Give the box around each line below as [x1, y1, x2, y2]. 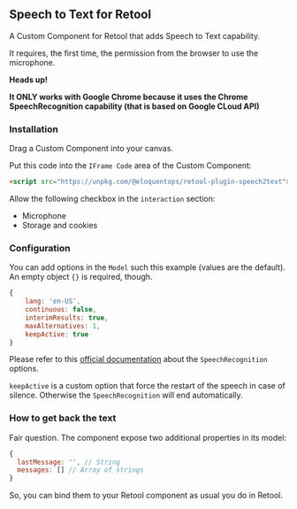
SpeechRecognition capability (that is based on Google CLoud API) [9, 101, 260, 112]
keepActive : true [25, 329, 89, 339]
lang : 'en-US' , [25, 297, 81, 306]
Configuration [9, 242, 71, 254]
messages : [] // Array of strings [17, 466, 144, 474]
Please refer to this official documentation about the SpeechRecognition [9, 354, 268, 365]
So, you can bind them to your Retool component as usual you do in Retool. [9, 490, 284, 501]
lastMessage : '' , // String [17, 458, 121, 467]
